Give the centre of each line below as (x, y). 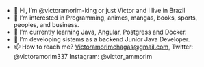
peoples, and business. (46, 25)
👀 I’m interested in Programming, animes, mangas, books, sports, (105, 18)
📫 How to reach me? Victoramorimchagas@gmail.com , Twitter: (103, 47)
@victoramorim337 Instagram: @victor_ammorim (83, 57)
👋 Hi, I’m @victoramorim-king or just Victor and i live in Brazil (99, 10)
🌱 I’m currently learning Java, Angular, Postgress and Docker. (100, 32)
